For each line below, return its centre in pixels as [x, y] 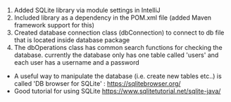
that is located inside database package [72, 40]
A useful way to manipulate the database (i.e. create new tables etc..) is [118, 76]
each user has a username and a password [76, 62]
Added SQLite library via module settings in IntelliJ [87, 10]
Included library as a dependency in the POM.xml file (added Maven [113, 18]
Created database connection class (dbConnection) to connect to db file [119, 32]
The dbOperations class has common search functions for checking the [118, 47]
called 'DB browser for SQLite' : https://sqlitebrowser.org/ [97, 83]
